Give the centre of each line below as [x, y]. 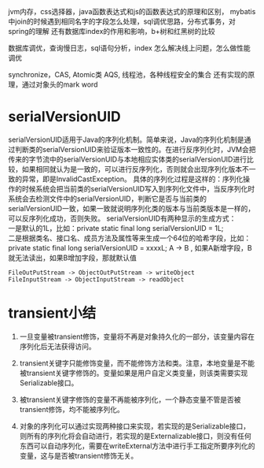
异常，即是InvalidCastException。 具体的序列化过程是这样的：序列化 [132, 179]
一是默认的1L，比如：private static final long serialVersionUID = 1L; [116, 228]
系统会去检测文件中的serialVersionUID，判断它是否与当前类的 [107, 199]
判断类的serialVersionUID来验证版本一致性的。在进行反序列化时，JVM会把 [136, 149]
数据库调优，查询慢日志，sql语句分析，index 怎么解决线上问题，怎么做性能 [130, 48]
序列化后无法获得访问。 [57, 346]
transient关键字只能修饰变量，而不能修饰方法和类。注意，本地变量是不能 [137, 363]
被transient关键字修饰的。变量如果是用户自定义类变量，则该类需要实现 [134, 373]
